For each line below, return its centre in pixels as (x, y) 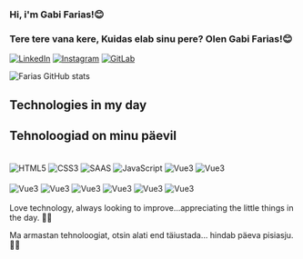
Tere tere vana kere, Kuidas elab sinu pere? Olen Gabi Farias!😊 (151, 38)
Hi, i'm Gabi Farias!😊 (57, 15)
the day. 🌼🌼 (31, 217)
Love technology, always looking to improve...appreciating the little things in (151, 207)
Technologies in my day (78, 105)
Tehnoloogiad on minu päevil (93, 136)
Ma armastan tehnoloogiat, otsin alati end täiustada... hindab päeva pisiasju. (151, 234)
